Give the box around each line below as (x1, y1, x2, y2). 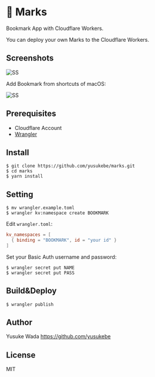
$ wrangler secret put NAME (6, 265, 75, 271)
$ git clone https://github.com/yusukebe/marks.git (6, 163, 135, 169)
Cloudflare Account (14, 124, 62, 131)
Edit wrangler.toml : (6, 221, 53, 228)
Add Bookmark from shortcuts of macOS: (6, 80, 106, 87)
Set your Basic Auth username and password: (6, 253, 117, 261)
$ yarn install (6, 174, 43, 179)
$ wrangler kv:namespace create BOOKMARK (6, 210, 109, 216)
